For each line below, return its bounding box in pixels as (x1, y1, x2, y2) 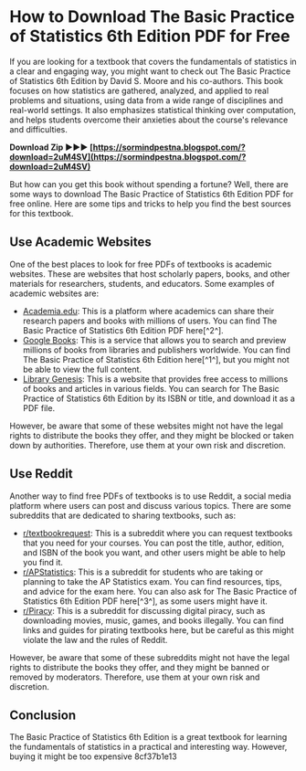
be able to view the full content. (22, 364, 142, 375)
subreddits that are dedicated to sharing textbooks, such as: (9, 510, 237, 521)
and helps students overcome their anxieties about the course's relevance (9, 114, 289, 125)
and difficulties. (9, 123, 69, 134)
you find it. (22, 556, 64, 567)
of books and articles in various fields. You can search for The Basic (22, 383, 280, 394)
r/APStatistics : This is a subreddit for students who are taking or (22, 566, 263, 577)
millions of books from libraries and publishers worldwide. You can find (22, 344, 290, 355)
